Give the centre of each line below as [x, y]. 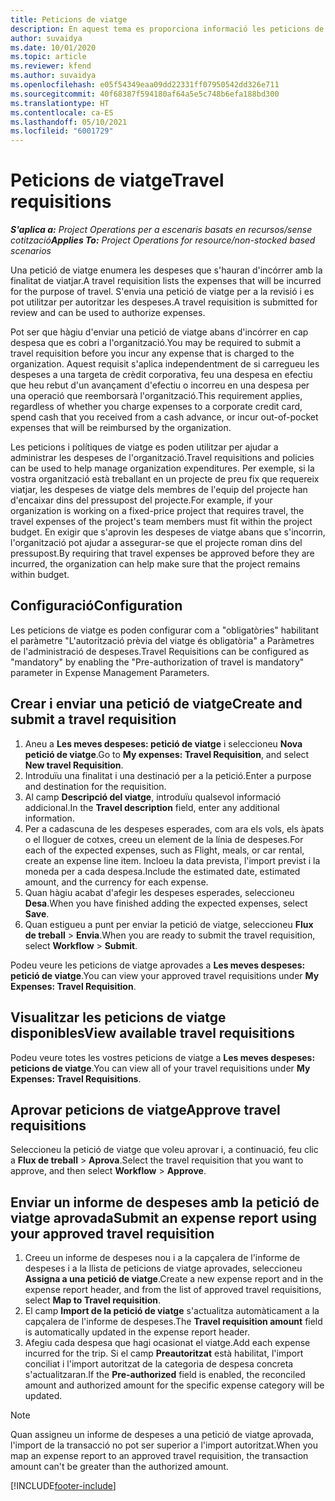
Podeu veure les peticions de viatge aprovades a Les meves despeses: [158, 965]
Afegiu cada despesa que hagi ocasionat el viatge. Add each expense [167, 1343]
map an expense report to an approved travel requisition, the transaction [159, 1456]
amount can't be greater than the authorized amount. [119, 1467]
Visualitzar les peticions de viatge [118, 1017]
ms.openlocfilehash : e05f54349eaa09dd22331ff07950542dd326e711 [145, 85]
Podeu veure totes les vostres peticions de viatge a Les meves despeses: [163, 1057]
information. [49, 818]
